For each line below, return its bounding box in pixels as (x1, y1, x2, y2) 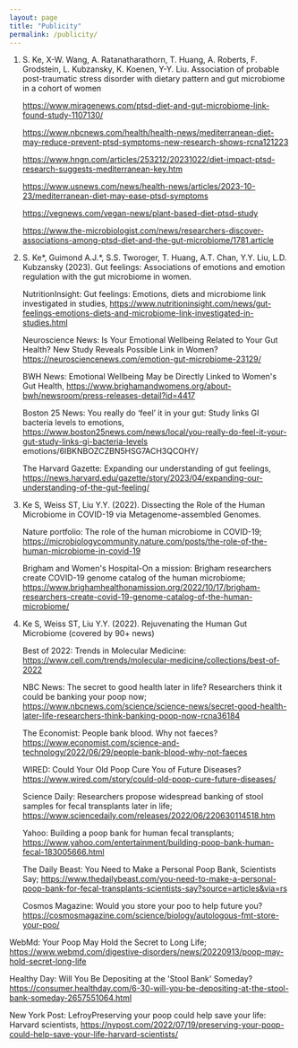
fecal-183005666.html (21, 847, 105, 858)
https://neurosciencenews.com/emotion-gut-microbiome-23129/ (21, 354, 262, 364)
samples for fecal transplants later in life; (21, 800, 173, 812)
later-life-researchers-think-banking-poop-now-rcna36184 (21, 711, 241, 721)
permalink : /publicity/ (9, 30, 98, 39)
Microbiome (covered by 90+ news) (21, 628, 155, 639)
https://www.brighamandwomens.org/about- (66, 380, 232, 391)
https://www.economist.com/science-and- (21, 738, 181, 748)
